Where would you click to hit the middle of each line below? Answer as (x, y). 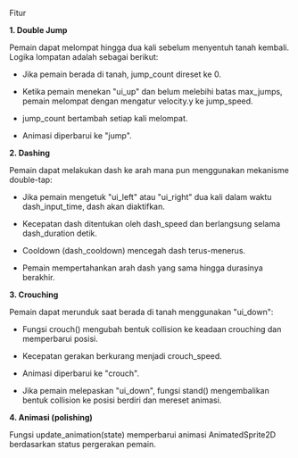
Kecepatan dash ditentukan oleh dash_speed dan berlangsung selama (151, 224)
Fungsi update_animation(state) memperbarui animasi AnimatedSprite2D (143, 435)
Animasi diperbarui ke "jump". (77, 136)
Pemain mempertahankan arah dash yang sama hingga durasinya (142, 268)
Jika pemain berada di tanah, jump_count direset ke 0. (121, 74)
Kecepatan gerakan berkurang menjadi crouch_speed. (122, 356)
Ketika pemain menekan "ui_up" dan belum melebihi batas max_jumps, (152, 92)
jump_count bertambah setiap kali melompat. (105, 118)
